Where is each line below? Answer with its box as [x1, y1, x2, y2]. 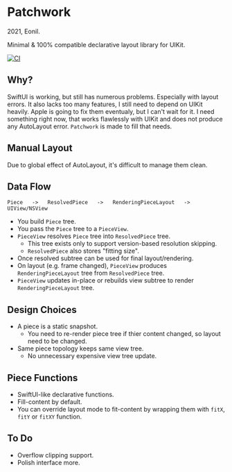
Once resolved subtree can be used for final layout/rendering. [17, 254, 194, 262]
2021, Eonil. [7, 27, 40, 35]
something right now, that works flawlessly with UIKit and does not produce [7, 115, 223, 123]
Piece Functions [7, 372, 78, 384]
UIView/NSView [7, 205, 48, 212]
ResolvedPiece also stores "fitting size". [27, 247, 140, 255]
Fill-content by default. [17, 398, 82, 406]
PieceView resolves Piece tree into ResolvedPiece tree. [17, 232, 171, 240]
